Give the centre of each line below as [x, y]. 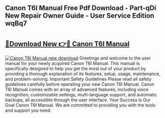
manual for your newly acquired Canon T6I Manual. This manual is [72, 63]
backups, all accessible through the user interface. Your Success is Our [78, 100]
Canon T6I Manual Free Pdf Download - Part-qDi [81, 8]
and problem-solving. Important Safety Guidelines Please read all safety [78, 79]
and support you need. [28, 110]
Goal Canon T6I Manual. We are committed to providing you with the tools [80, 105]
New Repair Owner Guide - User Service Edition [80, 16]
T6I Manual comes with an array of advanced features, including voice [77, 89]
